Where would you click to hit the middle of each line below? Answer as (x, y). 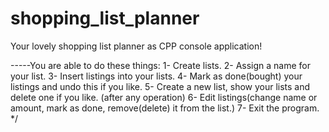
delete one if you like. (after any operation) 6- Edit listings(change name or (164, 97)
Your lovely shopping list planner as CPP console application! (136, 46)
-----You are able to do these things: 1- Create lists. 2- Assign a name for (160, 65)
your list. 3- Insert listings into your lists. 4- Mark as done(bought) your (156, 76)
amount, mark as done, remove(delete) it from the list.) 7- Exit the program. (165, 108)
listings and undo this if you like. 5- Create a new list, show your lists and (160, 86)
